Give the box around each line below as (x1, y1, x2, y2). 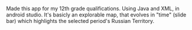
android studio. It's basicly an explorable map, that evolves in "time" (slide (6, 11, 187, 18)
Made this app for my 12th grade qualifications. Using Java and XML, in (6, 5, 180, 12)
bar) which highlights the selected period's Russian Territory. (6, 18, 155, 24)
